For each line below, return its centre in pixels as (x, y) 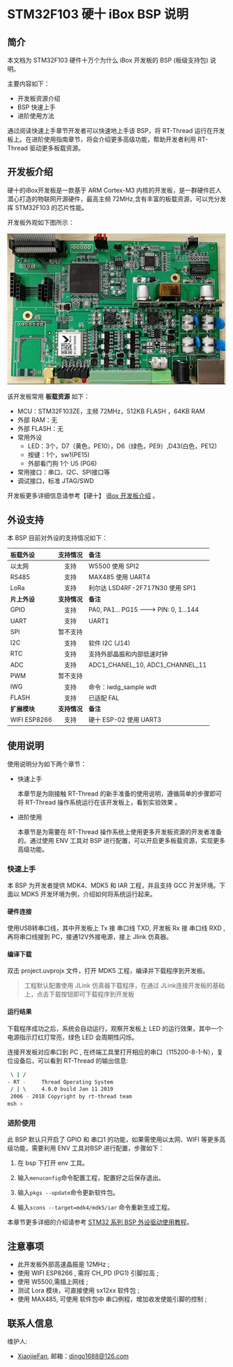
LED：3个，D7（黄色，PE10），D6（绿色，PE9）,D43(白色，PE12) (122, 446)
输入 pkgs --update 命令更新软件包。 (68, 1193)
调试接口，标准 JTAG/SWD (56, 481)
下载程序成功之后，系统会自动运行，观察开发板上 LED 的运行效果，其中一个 (115, 1028)
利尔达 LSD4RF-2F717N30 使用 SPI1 (143, 588)
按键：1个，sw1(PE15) (59, 455)
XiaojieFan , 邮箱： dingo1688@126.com (73, 1356)
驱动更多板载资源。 (57, 148)
